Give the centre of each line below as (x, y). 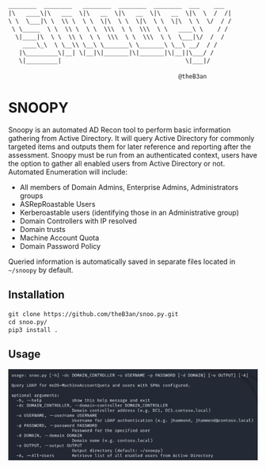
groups (31, 196)
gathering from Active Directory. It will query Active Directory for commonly (131, 138)
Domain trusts (42, 229)
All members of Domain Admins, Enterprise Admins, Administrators (129, 187)
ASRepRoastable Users (57, 204)
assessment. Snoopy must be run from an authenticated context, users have (133, 154)
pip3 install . (33, 330)
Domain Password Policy (60, 246)
